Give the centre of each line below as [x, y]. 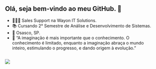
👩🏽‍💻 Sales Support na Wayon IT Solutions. [54, 20]
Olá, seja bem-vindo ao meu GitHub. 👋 [63, 9]
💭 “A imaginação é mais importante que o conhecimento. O [71, 38]
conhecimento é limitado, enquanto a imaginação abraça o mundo [78, 43]
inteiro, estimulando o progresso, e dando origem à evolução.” [74, 48]
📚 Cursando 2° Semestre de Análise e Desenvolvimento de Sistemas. [81, 26]
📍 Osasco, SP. [26, 33]
